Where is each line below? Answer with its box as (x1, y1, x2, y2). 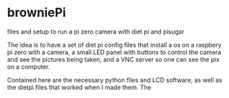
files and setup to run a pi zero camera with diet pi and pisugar (7, 27, 184, 36)
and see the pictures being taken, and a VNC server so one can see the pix (7, 55, 220, 63)
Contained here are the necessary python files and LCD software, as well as (7, 75, 222, 84)
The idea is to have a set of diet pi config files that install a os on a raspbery (7, 40, 222, 49)
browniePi (7, 5, 67, 21)
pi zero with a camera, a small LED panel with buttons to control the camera (7, 48, 221, 56)
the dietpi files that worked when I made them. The (7, 83, 151, 91)
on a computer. (7, 62, 50, 71)
